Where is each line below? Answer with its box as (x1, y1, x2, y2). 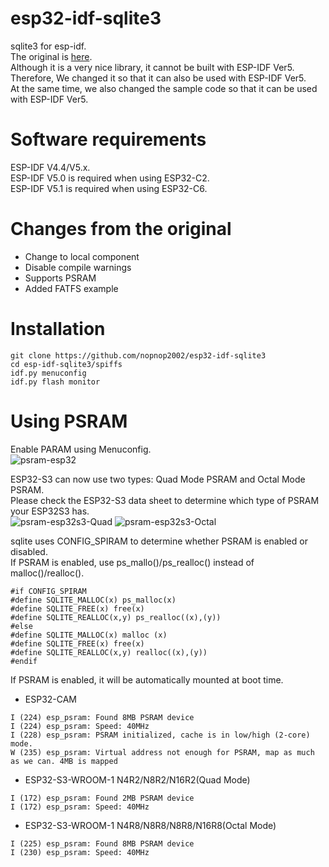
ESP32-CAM (24, 693, 78, 705)
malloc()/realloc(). (10, 567, 85, 579)
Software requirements (10, 128, 207, 151)
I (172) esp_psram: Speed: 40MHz (10, 802, 150, 812)
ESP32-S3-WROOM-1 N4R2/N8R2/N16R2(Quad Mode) (24, 773, 251, 786)
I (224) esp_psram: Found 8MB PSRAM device (10, 712, 195, 722)
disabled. (10, 545, 48, 557)
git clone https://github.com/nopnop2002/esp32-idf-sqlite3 (10, 350, 267, 361)
